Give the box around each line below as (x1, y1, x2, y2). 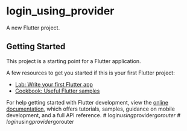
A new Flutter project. (6, 24, 60, 31)
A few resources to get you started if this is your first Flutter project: (6, 69, 175, 76)
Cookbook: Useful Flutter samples (14, 87, 100, 94)
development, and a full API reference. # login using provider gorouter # (6, 111, 181, 118)
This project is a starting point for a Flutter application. (6, 57, 141, 64)
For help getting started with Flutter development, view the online (6, 99, 169, 106)
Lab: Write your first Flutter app (14, 81, 93, 88)
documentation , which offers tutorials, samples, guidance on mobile (6, 105, 175, 112)
